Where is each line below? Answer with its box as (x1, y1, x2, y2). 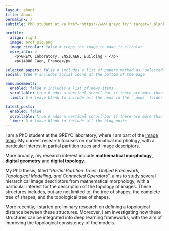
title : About (5, 12, 33, 17)
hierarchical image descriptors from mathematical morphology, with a (5, 178, 149, 184)
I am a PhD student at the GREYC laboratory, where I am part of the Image (5, 132, 158, 138)
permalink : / (5, 17, 33, 22)
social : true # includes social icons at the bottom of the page (5, 72, 145, 77)
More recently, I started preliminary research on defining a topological (5, 204, 150, 210)
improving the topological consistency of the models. (5, 220, 116, 226)
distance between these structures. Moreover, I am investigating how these (5, 209, 161, 215)
